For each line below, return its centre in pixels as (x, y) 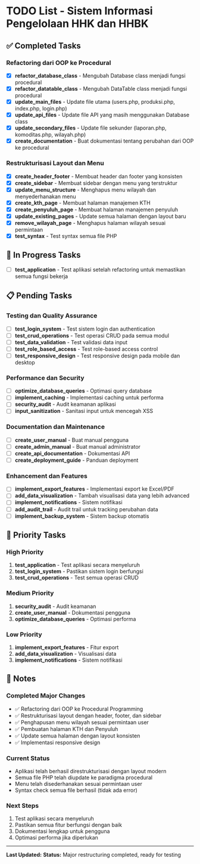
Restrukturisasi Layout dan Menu (55, 163)
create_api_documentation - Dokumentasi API (72, 453)
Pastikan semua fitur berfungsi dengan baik (68, 825)
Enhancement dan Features (47, 476)
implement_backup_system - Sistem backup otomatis (82, 516)
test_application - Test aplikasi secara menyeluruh (77, 565)
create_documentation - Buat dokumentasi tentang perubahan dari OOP (104, 141)
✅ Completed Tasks (44, 46)
